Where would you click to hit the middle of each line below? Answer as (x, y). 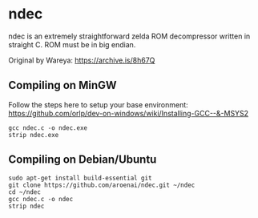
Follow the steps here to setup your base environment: (98, 104)
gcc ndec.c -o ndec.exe (48, 128)
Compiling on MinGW (63, 85)
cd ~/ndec (25, 192)
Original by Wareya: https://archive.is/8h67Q (82, 60)
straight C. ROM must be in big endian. (72, 44)
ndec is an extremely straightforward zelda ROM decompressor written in (129, 36)
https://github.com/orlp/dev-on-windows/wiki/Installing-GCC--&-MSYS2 (129, 113)
